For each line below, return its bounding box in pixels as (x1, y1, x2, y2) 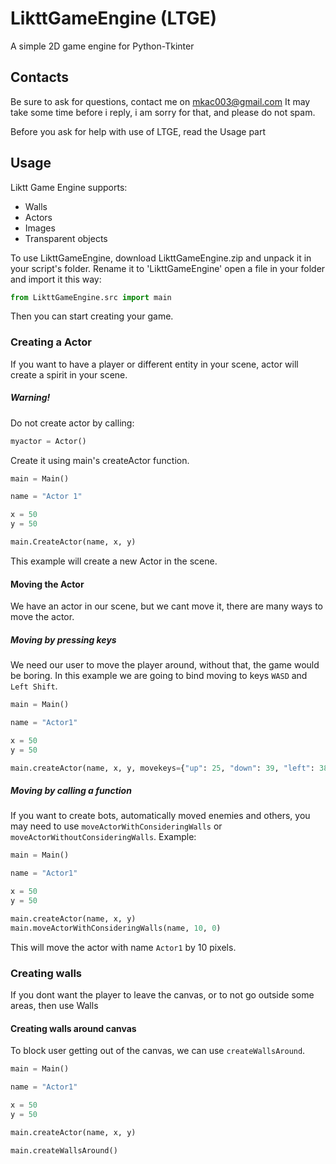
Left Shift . (10, 680, 58, 692)
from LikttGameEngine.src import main (10, 292, 172, 302)
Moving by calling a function (10, 785, 132, 797)
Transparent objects (24, 232, 108, 244)
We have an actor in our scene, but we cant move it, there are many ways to (10, 600, 324, 612)
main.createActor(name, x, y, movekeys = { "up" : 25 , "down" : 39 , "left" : (10, 763, 315, 773)
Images (24, 222, 56, 234)
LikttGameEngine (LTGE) (10, 7, 218, 30)
